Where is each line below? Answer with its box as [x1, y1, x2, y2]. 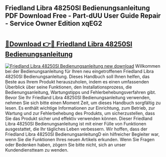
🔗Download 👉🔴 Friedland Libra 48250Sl [5, 39, 132, 48]
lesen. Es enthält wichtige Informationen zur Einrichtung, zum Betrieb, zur [5, 105, 155, 111]
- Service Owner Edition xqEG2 [5, 19, 102, 28]
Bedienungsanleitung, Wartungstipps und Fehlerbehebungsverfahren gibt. [5, 89, 157, 95]
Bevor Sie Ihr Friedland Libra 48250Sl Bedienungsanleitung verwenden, [5, 95, 151, 100]
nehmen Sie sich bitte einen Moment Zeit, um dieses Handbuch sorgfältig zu [5, 100, 161, 106]
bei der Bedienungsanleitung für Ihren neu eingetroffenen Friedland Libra [5, 69, 154, 74]
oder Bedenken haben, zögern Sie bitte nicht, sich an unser [5, 142, 126, 148]
